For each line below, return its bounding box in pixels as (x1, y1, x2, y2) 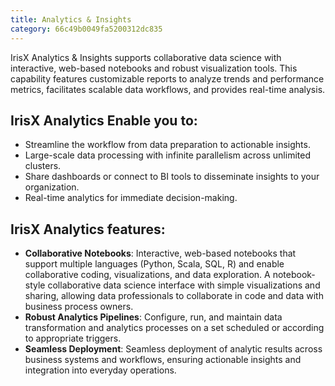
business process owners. (24, 301, 134, 313)
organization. (24, 181, 80, 193)
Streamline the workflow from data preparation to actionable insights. (24, 139, 311, 151)
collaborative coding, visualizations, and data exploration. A (24, 269, 271, 281)
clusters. (24, 160, 62, 172)
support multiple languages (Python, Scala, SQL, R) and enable (24, 258, 285, 270)
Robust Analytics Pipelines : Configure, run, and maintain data (24, 311, 283, 323)
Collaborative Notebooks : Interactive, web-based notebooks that (24, 247, 297, 260)
